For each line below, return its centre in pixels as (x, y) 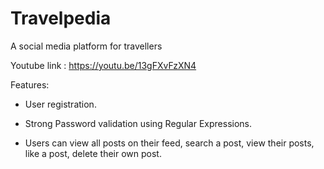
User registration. (60, 104)
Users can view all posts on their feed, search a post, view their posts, (169, 143)
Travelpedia (61, 18)
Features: (30, 84)
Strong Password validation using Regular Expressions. (138, 123)
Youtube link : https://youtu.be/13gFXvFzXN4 (103, 65)
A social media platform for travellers (86, 46)
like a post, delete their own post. (93, 153)
